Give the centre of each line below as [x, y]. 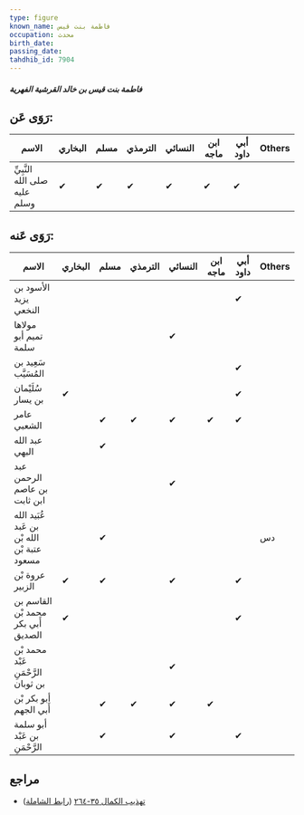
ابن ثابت [29, 501]
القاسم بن [33, 601]
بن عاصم [31, 489]
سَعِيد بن [30, 362]
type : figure [34, 18]
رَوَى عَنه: [32, 235]
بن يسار [29, 399]
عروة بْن [30, 575]
